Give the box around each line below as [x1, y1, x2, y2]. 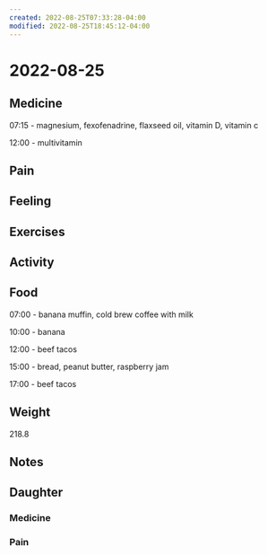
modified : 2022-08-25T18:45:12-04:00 [9, 22, 151, 31]
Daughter [9, 485, 64, 500]
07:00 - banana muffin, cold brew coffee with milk [9, 309, 194, 320]
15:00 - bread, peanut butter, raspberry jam [9, 361, 169, 372]
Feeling [9, 194, 52, 209]
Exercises [9, 224, 65, 239]
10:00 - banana [9, 326, 65, 337]
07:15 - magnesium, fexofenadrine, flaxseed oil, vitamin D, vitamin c [9, 119, 259, 130]
